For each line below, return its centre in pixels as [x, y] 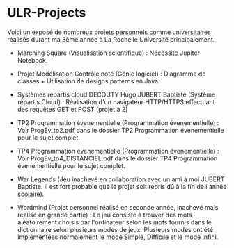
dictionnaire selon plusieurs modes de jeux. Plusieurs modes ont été [115, 229]
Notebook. [32, 60]
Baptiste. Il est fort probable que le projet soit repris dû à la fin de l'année [122, 186]
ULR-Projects [47, 13]
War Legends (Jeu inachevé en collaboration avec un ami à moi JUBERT [121, 179]
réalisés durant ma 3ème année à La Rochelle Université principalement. [111, 39]
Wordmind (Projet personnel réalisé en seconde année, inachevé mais [118, 207]
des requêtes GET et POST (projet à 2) [72, 109]
